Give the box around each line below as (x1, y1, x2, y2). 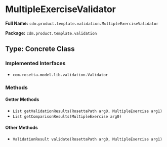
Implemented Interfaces (5, 60, 66, 67)
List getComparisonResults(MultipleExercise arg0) (12, 114, 122, 119)
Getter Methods (5, 96, 39, 103)
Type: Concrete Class (5, 44, 75, 54)
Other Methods (5, 125, 38, 131)
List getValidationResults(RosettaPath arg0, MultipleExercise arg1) (12, 109, 163, 114)
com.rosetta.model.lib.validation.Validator (12, 72, 108, 77)
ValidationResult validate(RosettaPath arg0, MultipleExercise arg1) (12, 136, 163, 142)
